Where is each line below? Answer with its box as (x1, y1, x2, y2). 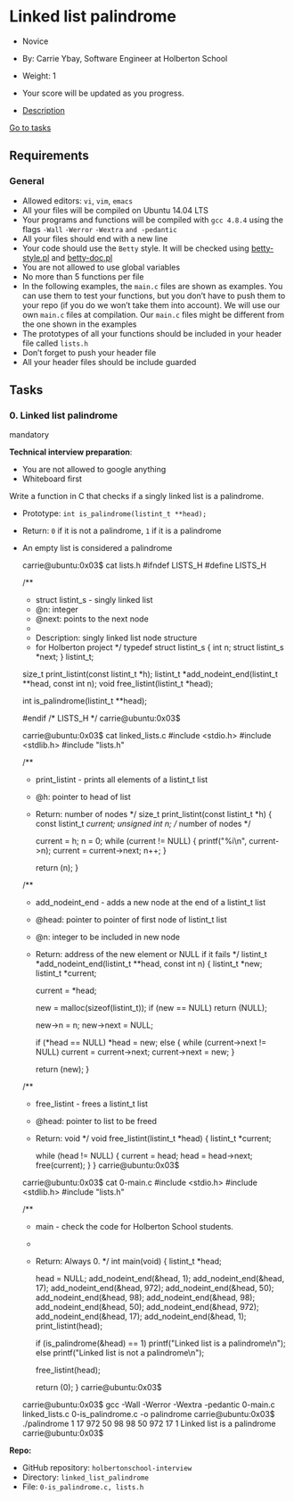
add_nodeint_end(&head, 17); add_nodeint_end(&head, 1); (35, 1311, 247, 1322)
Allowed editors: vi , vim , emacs (21, 195, 134, 206)
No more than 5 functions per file (21, 271, 144, 282)
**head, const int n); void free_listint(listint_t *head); (21, 679, 214, 689)
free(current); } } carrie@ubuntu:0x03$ (35, 1160, 180, 1171)
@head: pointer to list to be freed (35, 1116, 158, 1127)
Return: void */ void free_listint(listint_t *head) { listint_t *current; (35, 1133, 272, 1144)
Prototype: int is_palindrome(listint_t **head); (21, 508, 208, 519)
